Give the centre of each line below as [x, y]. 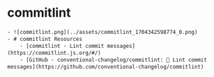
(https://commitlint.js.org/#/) [54, 53]
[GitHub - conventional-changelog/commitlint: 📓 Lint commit [116, 60]
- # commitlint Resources [45, 39]
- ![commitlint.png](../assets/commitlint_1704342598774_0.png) [102, 32]
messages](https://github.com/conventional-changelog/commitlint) [106, 67]
